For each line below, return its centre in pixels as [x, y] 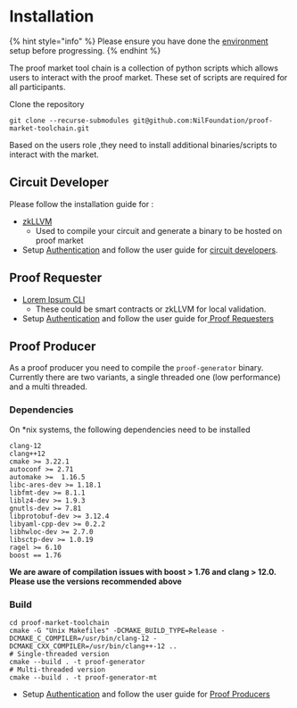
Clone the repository [47, 104]
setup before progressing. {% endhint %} [85, 50]
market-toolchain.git [49, 128]
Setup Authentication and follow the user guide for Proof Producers [146, 694]
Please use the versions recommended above [96, 581]
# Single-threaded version [59, 654]
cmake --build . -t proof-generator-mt [83, 677]
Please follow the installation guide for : [82, 204]
